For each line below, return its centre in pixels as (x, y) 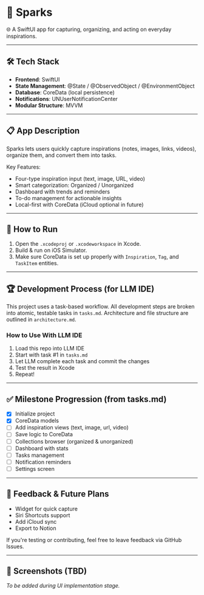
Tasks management (40, 455)
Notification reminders (43, 462)
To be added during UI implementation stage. (63, 586)
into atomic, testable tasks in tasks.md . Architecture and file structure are (97, 313)
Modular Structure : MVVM (49, 105)
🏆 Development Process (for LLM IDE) (80, 289)
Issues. (15, 546)
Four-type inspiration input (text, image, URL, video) (80, 178)
